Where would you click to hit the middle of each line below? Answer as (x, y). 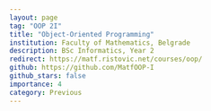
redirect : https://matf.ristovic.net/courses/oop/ (106, 59)
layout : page (34, 17)
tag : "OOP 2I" (36, 26)
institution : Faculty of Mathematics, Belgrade (100, 43)
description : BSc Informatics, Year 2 (82, 51)
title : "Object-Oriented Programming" (82, 34)
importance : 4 (36, 84)
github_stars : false (48, 76)
